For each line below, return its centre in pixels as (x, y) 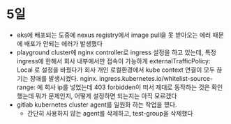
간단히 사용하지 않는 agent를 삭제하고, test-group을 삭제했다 (110, 113)
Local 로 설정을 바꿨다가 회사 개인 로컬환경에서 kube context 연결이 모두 (116, 70)
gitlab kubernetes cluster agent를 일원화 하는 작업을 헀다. (97, 104)
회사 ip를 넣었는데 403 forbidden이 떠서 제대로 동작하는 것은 (127, 87)
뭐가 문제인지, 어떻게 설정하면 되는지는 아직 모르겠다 (106, 95)
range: (26, 87)
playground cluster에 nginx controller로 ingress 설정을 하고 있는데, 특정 (117, 52)
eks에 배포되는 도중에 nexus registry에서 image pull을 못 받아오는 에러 (114, 35)
